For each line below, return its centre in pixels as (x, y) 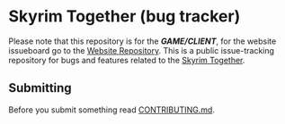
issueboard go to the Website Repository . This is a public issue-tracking (142, 50)
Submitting (40, 88)
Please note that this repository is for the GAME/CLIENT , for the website (142, 41)
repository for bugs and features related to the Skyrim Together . (127, 60)
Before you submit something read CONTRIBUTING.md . (111, 110)
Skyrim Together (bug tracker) (125, 17)
